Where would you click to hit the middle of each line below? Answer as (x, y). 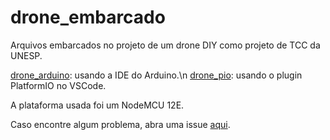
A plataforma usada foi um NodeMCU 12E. (97, 105)
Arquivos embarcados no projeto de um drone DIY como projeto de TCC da (165, 45)
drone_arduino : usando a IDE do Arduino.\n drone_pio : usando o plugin (156, 75)
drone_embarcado (88, 17)
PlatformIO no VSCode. (58, 85)
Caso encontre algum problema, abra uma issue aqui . (120, 124)
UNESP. (26, 55)
